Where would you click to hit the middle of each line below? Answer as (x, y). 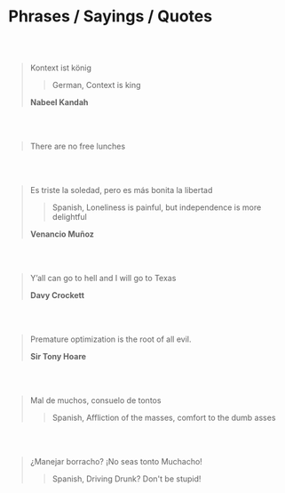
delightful (70, 216)
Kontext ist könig (61, 68)
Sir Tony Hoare (58, 356)
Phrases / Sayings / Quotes (111, 16)
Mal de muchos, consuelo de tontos (95, 400)
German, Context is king (96, 85)
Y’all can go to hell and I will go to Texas (103, 278)
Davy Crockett (57, 295)
